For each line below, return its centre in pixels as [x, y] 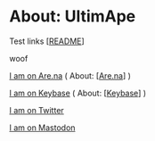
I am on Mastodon [42, 128]
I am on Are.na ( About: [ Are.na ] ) [70, 75]
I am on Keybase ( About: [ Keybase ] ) [78, 93]
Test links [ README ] [47, 41]
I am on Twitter [37, 110]
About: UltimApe [73, 17]
